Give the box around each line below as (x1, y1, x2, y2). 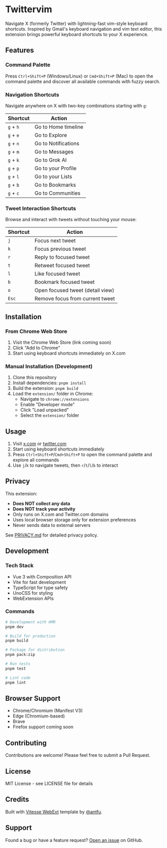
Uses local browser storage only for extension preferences (12, 516, 136, 523)
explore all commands (12, 457, 60, 463)
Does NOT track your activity (12, 506, 75, 512)
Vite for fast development (12, 579, 66, 585)
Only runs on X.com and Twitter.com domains (12, 511, 108, 517)
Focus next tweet (35, 237, 76, 244)
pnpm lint (5, 680, 26, 685)
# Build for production (5, 633, 56, 639)
